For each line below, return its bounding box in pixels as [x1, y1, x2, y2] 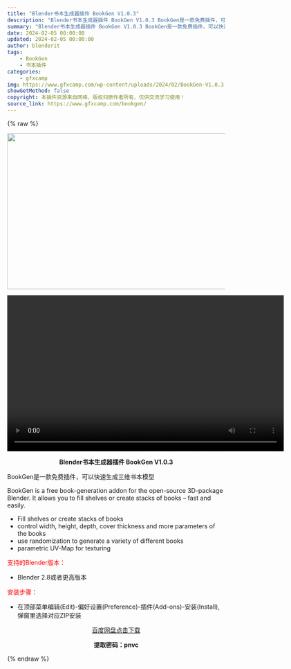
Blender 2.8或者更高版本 [17, 573, 87, 581]
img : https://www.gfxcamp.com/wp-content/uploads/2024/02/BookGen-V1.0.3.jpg [7, 81, 236, 88]
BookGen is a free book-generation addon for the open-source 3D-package [7, 486, 223, 494]
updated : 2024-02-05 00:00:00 [7, 36, 95, 43]
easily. [7, 501, 26, 510]
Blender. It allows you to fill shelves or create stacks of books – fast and [7, 494, 212, 502]
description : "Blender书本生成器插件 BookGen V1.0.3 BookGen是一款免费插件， [7, 17, 221, 24]
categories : [7, 68, 41, 75]
